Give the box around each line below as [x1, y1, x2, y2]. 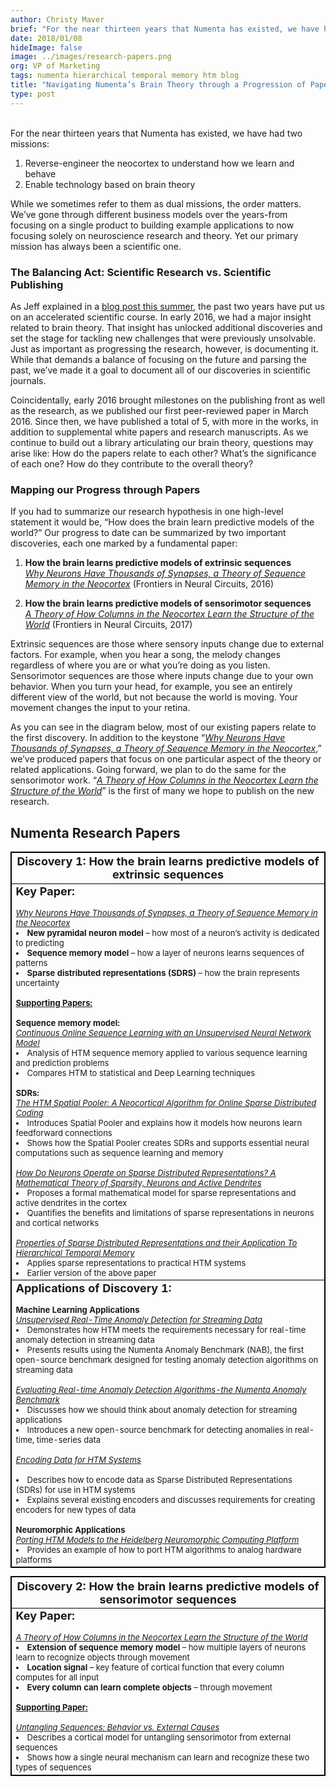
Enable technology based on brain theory [24, 178, 196, 190]
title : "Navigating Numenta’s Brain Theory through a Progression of [10, 80, 307, 90]
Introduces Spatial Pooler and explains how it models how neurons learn [26, 1117, 303, 1129]
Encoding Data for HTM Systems [15, 1454, 142, 1466]
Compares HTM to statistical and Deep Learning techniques [26, 1067, 256, 1079]
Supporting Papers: [15, 997, 93, 1009]
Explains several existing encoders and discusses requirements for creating [26, 1494, 316, 1506]
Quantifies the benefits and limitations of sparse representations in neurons [26, 1207, 315, 1219]
